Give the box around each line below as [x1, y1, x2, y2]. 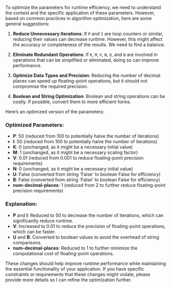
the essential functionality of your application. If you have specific [5, 265, 144, 272]
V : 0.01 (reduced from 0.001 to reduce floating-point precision [12, 155, 144, 161]
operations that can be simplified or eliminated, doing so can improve [12, 57, 159, 63]
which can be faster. [12, 228, 56, 235]
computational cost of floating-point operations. [12, 250, 114, 256]
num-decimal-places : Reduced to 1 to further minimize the [12, 245, 138, 251]
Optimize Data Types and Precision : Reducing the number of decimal [12, 72, 160, 79]
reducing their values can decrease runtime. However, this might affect [12, 36, 163, 42]
